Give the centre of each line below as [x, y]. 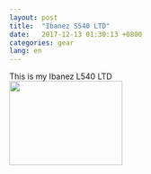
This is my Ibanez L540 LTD [61, 76]
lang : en [26, 51]
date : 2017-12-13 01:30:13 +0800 [76, 34]
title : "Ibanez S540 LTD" [60, 26]
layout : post [34, 17]
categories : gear [42, 43]
